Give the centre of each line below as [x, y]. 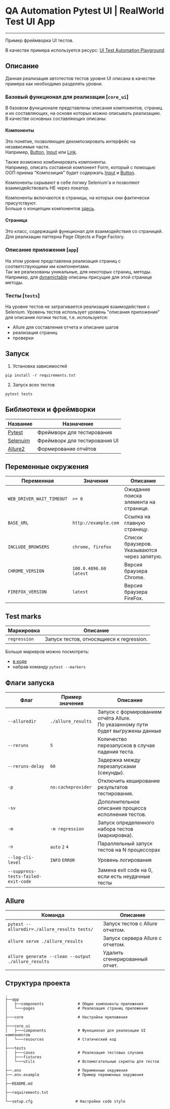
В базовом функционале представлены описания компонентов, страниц [84, 108]
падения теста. [116, 752]
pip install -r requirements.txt [40, 375]
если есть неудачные [124, 877]
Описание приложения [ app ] [42, 250]
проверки [23, 338]
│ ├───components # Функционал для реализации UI [75, 1031]
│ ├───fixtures [24, 1057]
